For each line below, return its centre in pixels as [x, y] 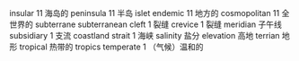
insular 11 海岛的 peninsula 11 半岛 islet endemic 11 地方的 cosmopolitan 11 [145, 13]
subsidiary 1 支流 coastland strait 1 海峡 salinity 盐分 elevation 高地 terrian [145, 35]
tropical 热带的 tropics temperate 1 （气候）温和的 [111, 47]
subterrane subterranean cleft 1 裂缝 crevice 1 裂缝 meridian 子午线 [158, 24]
